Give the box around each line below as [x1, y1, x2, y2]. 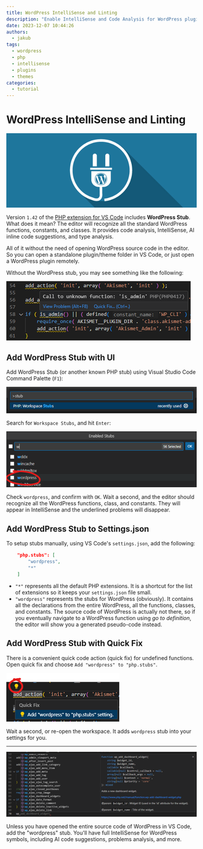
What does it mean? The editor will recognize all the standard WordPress [6, 220, 187, 228]
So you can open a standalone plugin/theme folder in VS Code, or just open [6, 251, 195, 258]
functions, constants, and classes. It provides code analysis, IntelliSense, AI [6, 226, 195, 234]
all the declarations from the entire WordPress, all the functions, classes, [14, 601, 196, 609]
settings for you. [6, 734, 47, 741]
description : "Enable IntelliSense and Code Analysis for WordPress [6, 16, 182, 22]
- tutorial [11, 86, 39, 92]
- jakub [11, 35, 31, 42]
